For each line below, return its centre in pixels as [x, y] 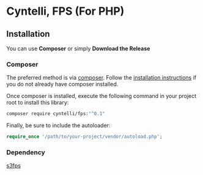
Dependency [26, 152]
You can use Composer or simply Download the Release [78, 48]
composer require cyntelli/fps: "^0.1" [56, 114]
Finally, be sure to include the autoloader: [58, 125]
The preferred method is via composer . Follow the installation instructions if [102, 78]
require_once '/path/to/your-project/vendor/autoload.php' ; [85, 137]
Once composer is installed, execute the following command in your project [102, 96]
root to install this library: [38, 103]
